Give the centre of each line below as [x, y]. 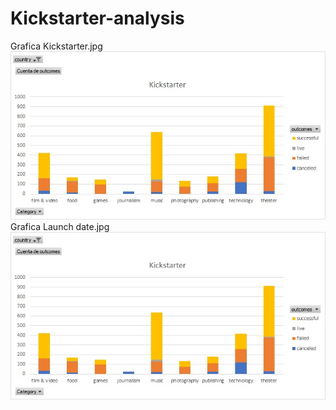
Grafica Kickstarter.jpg [56, 46]
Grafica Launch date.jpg [60, 226]
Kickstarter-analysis [97, 18]
